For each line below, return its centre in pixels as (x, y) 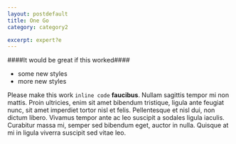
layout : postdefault (38, 14)
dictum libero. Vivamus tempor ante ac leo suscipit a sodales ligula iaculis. (116, 118)
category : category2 (38, 27)
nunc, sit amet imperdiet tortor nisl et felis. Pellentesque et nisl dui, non (111, 110)
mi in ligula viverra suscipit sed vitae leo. (67, 133)
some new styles (42, 74)
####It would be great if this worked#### (69, 60)
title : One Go (28, 21)
